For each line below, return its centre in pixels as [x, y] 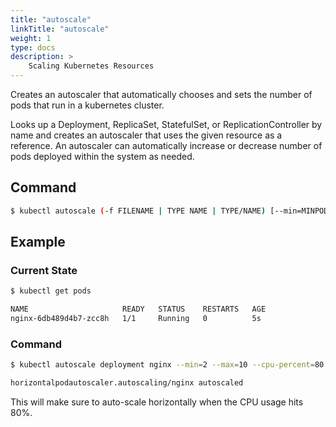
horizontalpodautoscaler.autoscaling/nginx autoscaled [127, 383]
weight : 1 [31, 38]
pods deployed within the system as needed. [102, 156]
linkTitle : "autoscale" [60, 29]
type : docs [33, 47]
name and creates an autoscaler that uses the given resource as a [146, 135]
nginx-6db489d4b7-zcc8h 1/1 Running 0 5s [136, 319]
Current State [44, 270]
